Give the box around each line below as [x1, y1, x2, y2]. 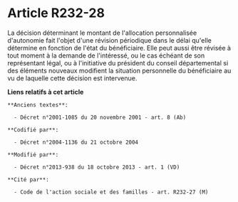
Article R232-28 [7, 5, 105, 21]
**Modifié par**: [7, 151, 59, 158]
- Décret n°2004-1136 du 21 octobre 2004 [14, 139, 139, 146]
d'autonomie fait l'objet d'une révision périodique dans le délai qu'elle [7, 36, 212, 44]
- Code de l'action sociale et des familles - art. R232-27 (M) [14, 188, 209, 196]
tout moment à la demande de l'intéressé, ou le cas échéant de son [7, 51, 205, 60]
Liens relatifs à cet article [7, 87, 84, 96]
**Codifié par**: [7, 126, 59, 133]
